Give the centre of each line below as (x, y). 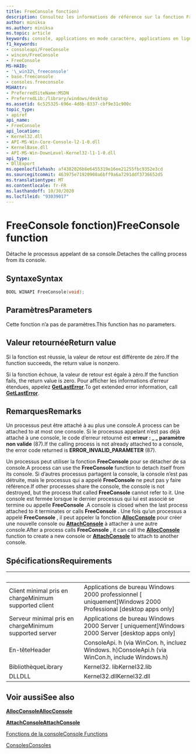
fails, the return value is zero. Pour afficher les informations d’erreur (87, 380)
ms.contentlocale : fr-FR (36, 185)
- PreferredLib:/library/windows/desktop (57, 98)
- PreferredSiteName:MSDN (37, 93)
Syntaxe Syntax (34, 278)
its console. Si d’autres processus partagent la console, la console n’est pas (97, 474)
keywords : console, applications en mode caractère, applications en (92, 39)
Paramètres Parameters (49, 310)
